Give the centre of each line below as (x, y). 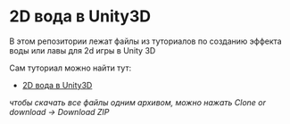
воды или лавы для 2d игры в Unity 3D (83, 50)
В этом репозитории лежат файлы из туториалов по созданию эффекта (146, 41)
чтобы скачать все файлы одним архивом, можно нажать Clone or (137, 102)
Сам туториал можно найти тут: (70, 68)
